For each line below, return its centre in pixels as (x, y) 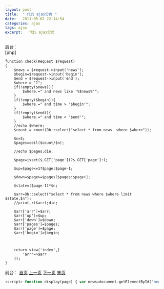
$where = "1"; (28, 83)
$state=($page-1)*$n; (36, 186)
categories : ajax (23, 23)
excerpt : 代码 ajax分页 (30, 32)
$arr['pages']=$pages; (37, 224)
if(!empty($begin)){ (35, 100)
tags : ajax (16, 28)
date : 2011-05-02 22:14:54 (35, 19)
